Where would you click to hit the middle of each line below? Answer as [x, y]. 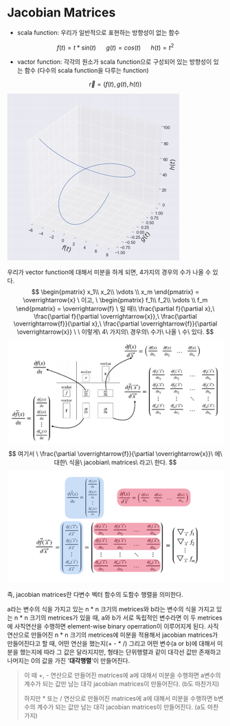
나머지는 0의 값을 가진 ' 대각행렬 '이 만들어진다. [69, 661]
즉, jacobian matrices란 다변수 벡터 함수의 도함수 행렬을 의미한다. [95, 595]
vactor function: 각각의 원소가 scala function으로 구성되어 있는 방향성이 [114, 61]
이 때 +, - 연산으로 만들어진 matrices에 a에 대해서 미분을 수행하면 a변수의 [122, 675]
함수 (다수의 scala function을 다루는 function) [87, 70]
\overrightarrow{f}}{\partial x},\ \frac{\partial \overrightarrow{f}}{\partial [115, 324]
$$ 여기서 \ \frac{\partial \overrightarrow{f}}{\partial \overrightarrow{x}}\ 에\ [115, 453]
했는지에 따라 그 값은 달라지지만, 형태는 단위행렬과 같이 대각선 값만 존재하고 [120, 652]
